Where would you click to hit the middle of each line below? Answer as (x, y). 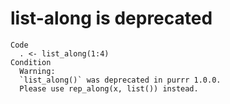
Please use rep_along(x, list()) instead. (109, 88)
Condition (31, 62)
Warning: (37, 71)
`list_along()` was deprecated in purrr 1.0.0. (120, 80)
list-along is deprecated (111, 18)
